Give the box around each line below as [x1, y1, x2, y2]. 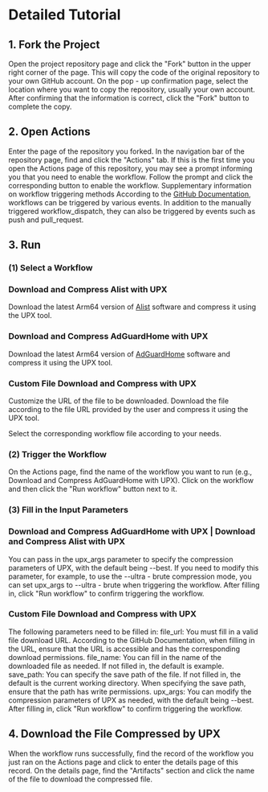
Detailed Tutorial [8, 6, 121, 24]
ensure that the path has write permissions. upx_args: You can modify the [8, 687, 252, 696]
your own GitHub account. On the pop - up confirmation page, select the [8, 76, 249, 85]
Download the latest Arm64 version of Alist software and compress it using [8, 302, 257, 311]
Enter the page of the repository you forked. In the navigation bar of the [8, 146, 245, 156]
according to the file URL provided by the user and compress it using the [8, 405, 249, 415]
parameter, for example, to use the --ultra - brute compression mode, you [8, 571, 252, 581]
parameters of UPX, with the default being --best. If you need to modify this [8, 563, 259, 572]
